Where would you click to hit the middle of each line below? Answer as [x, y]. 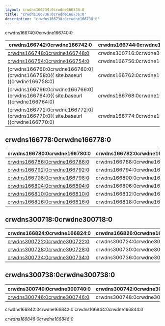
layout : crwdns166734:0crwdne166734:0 [45, 10]
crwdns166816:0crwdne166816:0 [49, 202]
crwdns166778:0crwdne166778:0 [58, 140]
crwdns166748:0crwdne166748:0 [49, 53]
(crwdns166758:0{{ [31, 75]
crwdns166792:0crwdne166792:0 [49, 170]
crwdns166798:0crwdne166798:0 [49, 178]
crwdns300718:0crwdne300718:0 [59, 219]
